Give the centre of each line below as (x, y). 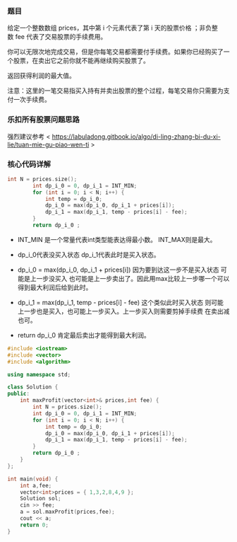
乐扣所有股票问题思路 (43, 120)
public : (19, 394)
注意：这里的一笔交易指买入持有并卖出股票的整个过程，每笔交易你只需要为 (115, 91)
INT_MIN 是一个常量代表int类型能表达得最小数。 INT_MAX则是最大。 (117, 239)
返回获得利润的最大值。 (41, 76)
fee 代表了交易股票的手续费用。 (61, 37)
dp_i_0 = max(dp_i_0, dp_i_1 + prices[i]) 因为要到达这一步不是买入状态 (118, 270)
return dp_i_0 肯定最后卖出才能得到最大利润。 (84, 335)
